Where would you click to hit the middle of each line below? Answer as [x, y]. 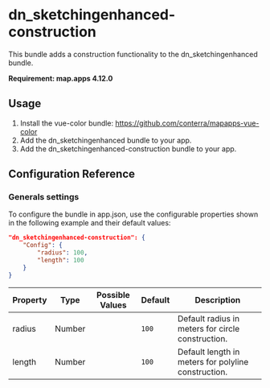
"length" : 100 [61, 260]
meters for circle [209, 328]
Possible [113, 295]
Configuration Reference [72, 174]
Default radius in [209, 318]
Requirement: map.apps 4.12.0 [61, 78]
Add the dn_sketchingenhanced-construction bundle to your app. [128, 149]
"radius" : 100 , [63, 253]
